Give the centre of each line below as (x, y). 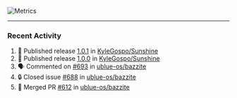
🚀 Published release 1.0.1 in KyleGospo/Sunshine (88, 51)
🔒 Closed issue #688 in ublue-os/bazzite (77, 77)
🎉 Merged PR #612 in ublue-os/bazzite (74, 87)
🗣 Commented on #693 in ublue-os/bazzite (82, 66)
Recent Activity (35, 35)
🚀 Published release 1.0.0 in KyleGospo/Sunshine (89, 59)
